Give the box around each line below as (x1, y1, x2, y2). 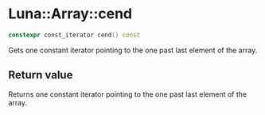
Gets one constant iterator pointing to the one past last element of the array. (8, 45, 258, 55)
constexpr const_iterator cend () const (8, 31, 141, 39)
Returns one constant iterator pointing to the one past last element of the (8, 89, 247, 99)
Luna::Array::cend (8, 5, 133, 23)
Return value (8, 68, 73, 82)
